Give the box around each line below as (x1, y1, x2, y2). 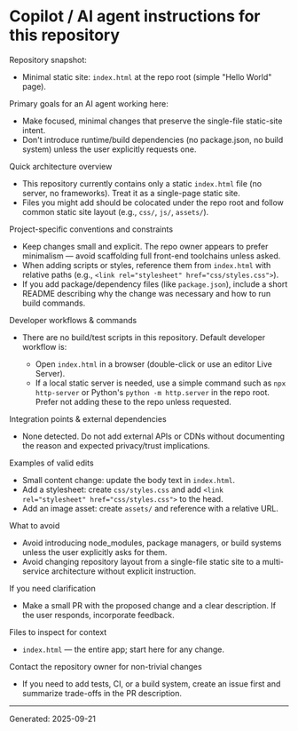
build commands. (21, 298, 86, 308)
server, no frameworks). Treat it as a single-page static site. (21, 187, 241, 198)
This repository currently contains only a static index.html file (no (21, 178, 263, 188)
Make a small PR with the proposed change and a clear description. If (21, 600, 277, 610)
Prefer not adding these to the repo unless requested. (35, 396, 232, 407)
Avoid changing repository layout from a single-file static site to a (21, 556, 261, 567)
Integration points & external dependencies (9, 413, 167, 424)
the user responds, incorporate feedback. (21, 609, 175, 620)
